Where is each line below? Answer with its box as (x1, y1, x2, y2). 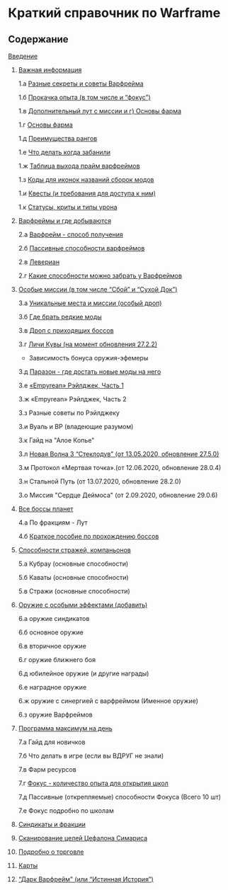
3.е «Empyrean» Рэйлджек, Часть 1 (18, 381, 125, 389)
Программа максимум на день (18, 724, 113, 732)
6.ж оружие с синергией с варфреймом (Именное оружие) (18, 697, 199, 705)
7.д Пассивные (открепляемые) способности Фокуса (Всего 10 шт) (18, 793, 222, 801)
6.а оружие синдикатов (18, 615, 90, 622)
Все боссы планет (18, 505, 74, 513)
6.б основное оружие (18, 628, 84, 637)
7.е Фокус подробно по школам (18, 806, 114, 815)
